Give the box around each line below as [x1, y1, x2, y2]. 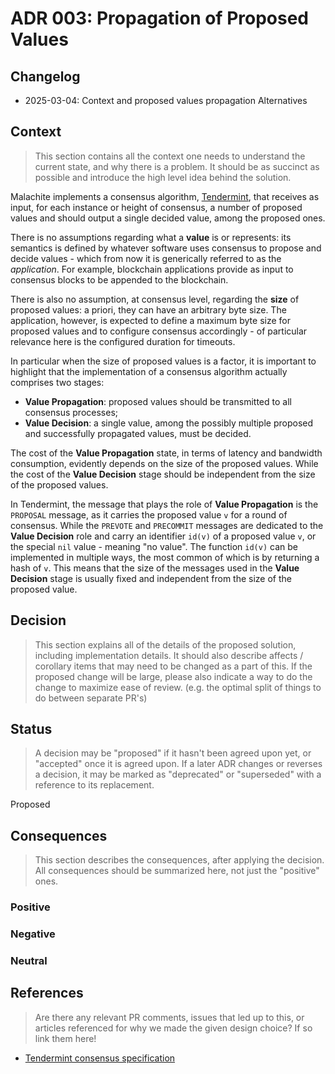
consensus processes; [24, 406, 118, 418]
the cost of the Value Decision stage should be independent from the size [10, 468, 316, 480]
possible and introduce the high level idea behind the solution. [34, 171, 292, 183]
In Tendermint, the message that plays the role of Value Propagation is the [10, 498, 319, 510]
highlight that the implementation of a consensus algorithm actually [10, 365, 288, 377]
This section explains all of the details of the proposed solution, [34, 638, 297, 651]
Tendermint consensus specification [24, 1052, 176, 1064]
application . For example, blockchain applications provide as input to [10, 263, 294, 275]
